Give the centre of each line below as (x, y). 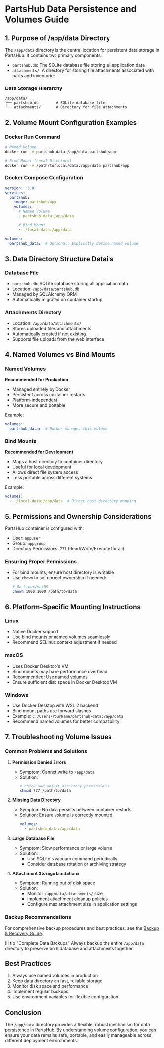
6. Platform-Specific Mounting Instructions (73, 607)
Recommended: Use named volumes (50, 677)
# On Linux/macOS (30, 587)
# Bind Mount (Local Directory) (38, 161)
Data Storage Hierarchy (34, 88)
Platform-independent (35, 400)
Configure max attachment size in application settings (82, 904)
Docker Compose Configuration (44, 178)
